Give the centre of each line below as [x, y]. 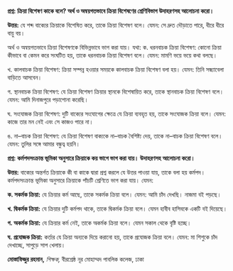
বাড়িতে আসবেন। [25, 77]
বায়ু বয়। [16, 33]
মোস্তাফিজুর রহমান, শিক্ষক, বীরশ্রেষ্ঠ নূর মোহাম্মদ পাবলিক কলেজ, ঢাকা [76, 259]
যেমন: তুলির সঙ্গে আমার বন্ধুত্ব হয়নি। [44, 144]
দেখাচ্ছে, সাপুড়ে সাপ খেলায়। [37, 245]
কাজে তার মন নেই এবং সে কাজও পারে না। [50, 122]
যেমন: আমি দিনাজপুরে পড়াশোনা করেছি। [48, 100]
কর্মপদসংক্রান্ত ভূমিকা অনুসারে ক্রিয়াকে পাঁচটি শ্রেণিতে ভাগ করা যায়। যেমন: [81, 180]
